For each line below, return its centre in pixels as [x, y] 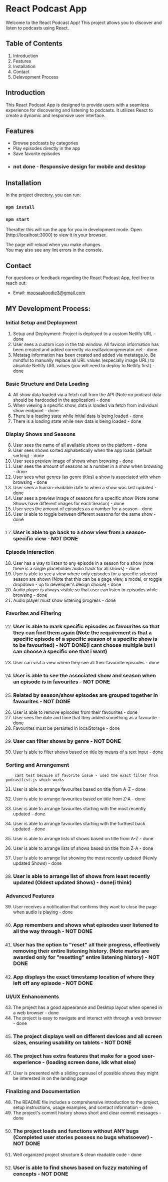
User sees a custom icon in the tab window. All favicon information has [86, 344]
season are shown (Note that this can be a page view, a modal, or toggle [87, 579]
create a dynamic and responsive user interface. [55, 115]
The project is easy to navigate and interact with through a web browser [87, 1018]
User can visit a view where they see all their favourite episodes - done [86, 662]
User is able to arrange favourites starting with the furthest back [79, 823]
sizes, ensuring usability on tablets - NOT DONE [72, 1042]
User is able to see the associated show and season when [84, 675]
